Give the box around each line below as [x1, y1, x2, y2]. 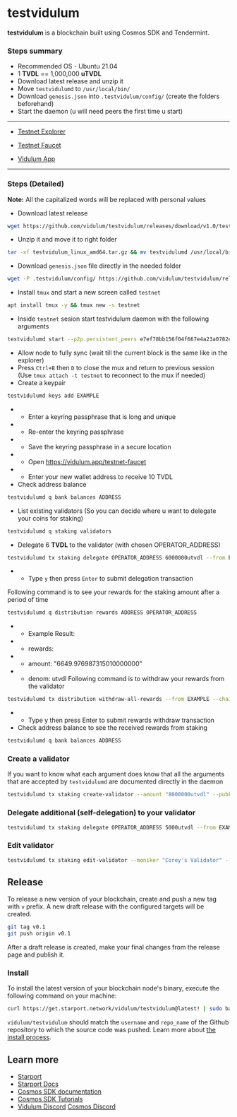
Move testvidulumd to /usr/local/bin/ [17, 85, 130, 93]
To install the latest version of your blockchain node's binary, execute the [7, 984, 220, 993]
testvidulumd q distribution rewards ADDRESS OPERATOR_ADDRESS [7, 609, 197, 616]
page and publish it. [7, 950, 65, 959]
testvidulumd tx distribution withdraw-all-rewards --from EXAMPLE [7, 696, 210, 703]
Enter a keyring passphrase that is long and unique [28, 412, 176, 421]
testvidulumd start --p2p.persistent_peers [7, 336, 138, 343]
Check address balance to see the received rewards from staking [17, 723, 208, 732]
